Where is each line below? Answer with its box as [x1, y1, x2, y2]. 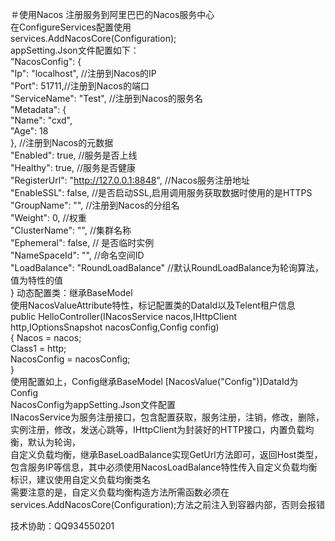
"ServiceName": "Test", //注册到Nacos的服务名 [10, 93, 203, 104]
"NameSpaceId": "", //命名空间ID [10, 249, 145, 261]
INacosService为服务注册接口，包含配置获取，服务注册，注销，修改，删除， [10, 411, 325, 423]
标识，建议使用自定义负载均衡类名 [10, 474, 151, 485]
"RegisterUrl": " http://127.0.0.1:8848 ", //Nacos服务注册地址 [10, 174, 251, 186]
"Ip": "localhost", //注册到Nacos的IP [10, 68, 157, 79]
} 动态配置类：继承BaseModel [10, 287, 133, 298]
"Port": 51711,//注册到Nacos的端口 [10, 80, 150, 92]
